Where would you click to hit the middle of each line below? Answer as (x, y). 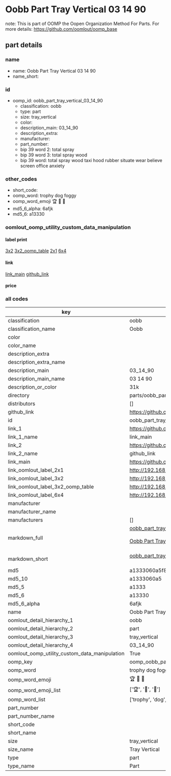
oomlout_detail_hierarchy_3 (40, 637)
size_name (21, 749)
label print (16, 239)
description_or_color (32, 387)
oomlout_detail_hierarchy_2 (40, 629)
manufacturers (25, 520)
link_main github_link (27, 274)
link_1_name (23, 437)
